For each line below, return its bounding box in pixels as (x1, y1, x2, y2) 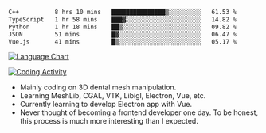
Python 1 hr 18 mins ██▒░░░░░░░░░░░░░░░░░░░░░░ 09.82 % (8, 23, 237, 31)
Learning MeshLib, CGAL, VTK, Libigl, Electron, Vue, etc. (19, 91, 206, 101)
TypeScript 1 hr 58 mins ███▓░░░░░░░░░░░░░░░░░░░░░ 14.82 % (8, 15, 237, 24)
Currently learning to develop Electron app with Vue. (19, 100, 193, 109)
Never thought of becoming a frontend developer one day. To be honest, (19, 108, 259, 117)
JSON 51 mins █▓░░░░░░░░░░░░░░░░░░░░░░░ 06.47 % (8, 30, 237, 38)
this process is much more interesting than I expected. (19, 116, 199, 126)
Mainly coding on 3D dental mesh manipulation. (19, 82, 177, 92)
